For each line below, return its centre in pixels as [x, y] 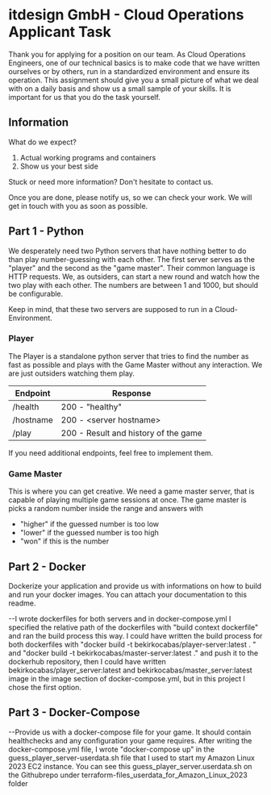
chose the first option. [45, 687]
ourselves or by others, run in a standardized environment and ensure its [129, 71]
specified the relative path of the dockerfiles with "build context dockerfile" [133, 627]
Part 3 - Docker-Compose [74, 712]
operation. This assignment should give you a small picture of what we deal [134, 80]
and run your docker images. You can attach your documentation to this [128, 594]
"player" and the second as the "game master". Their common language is [132, 268]
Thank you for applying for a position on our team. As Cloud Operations [127, 54]
